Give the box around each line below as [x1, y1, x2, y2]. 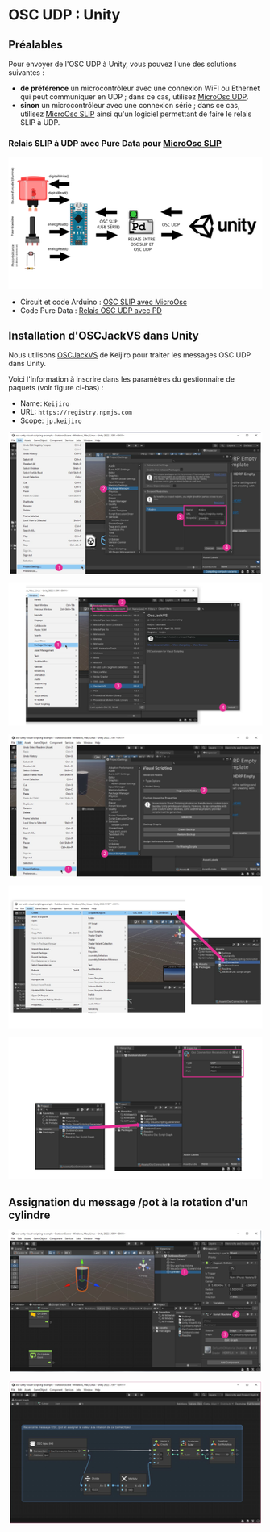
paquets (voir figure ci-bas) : [8, 383, 104, 393]
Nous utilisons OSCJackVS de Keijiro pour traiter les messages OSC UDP [8, 350, 251, 360]
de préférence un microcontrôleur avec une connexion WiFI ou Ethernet [19, 83, 260, 93]
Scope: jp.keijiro [19, 415, 82, 425]
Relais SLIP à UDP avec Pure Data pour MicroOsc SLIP [8, 137, 222, 148]
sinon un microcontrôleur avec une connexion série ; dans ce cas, [19, 101, 240, 110]
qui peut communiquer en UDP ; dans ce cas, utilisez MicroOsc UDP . [19, 92, 249, 102]
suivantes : [8, 68, 44, 77]
